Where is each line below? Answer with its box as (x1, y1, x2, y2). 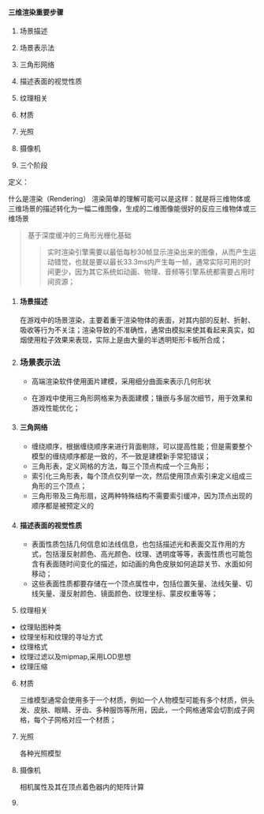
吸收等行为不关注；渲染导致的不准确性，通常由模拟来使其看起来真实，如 (19, 325, 255, 335)
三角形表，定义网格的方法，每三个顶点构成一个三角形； (31, 461, 211, 471)
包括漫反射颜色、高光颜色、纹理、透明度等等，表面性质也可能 (45, 550, 246, 559)
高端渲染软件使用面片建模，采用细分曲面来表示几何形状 (31, 376, 211, 386)
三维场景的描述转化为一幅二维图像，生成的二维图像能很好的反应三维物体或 (8, 204, 250, 213)
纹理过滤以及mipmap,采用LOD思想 (19, 652, 132, 662)
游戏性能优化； (31, 403, 80, 412)
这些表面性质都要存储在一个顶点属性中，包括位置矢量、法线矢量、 (31, 579, 246, 588)
